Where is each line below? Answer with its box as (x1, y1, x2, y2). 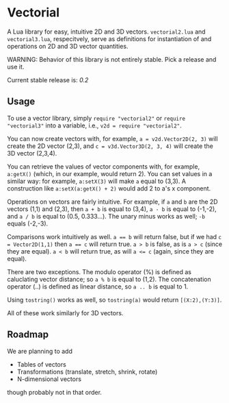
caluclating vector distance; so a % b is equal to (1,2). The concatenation (7, 275, 212, 283)
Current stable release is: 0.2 (7, 75, 89, 84)
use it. (7, 62, 25, 71)
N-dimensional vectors (16, 375, 82, 383)
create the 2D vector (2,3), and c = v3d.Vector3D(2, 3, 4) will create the (7, 142, 213, 150)
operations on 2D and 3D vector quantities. (7, 42, 129, 50)
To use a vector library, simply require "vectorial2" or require (7, 114, 186, 122)
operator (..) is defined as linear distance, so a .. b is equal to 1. (7, 282, 189, 291)
